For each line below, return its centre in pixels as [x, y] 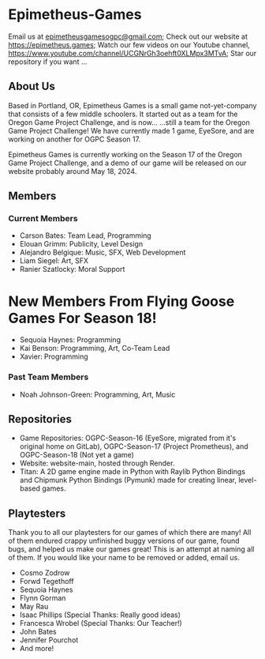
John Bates [38, 632]
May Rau [34, 607]
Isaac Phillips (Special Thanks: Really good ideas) [100, 615]
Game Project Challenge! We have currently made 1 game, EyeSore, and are [131, 130]
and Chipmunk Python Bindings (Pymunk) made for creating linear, [128, 480]
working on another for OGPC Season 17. [74, 139]
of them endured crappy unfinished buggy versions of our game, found [124, 541]
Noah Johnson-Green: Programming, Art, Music [97, 394]
